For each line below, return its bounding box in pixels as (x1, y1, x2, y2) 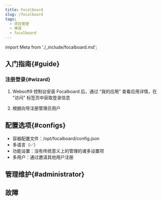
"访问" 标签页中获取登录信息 (12, 94, 71, 100)
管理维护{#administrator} (5, 170, 85, 179)
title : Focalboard (5, 7, 43, 12)
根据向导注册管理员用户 (12, 105, 61, 111)
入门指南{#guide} (5, 60, 60, 68)
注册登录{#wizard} (5, 76, 51, 83)
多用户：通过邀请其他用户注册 (12, 154, 74, 160)
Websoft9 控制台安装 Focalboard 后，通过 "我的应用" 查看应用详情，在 (12, 88, 158, 94)
